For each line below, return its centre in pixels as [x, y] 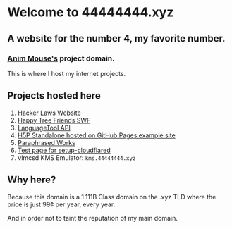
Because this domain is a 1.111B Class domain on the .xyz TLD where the [112, 197]
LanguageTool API [44, 128]
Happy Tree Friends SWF [54, 120]
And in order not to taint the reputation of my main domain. [93, 218]
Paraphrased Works [46, 142]
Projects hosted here [54, 96]
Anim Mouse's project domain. [61, 58]
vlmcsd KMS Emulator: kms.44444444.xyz [77, 157]
